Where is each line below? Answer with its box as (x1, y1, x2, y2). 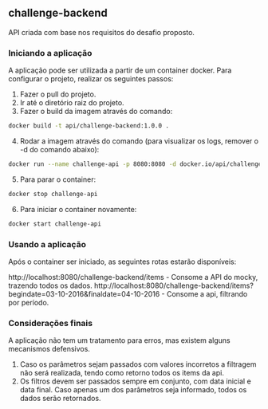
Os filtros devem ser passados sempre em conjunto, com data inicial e (19, 376, 251, 386)
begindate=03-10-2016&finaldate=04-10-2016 (8, 289, 160, 298)
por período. (8, 297, 49, 307)
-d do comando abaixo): (19, 144, 100, 154)
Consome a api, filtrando (166, 289, 248, 298)
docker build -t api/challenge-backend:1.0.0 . (8, 122, 170, 130)
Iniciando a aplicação (8, 47, 93, 58)
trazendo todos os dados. (8, 281, 93, 290)
